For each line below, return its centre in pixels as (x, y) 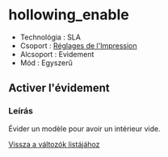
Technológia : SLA (50, 37)
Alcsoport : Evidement (57, 54)
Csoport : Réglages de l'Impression (78, 45)
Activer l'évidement (59, 88)
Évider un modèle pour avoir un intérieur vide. (84, 128)
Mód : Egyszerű (46, 63)
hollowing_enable (69, 15)
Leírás (21, 111)
